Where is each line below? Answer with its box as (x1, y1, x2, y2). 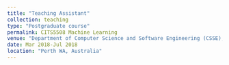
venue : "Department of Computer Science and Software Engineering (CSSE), (7, 35, 225, 42)
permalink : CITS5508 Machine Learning (7, 28, 118, 36)
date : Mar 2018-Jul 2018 (7, 41, 78, 48)
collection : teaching (7, 16, 69, 23)
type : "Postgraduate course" (7, 22, 90, 29)
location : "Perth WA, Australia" (7, 48, 103, 55)
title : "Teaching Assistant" (7, 9, 90, 17)
